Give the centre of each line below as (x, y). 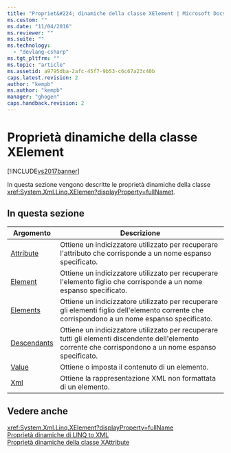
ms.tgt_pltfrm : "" (33, 59)
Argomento (32, 233)
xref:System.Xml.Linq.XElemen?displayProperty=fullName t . (91, 192)
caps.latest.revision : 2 (43, 78)
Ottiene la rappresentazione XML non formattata (138, 378)
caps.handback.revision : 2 (46, 103)
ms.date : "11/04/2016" (40, 26)
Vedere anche (38, 411)
